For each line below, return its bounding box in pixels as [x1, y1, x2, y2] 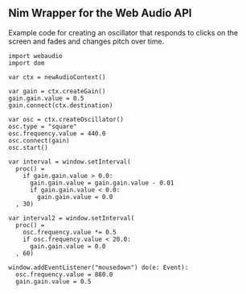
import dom [8, 59, 45, 67]
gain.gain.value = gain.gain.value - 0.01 [29, 179, 174, 187]
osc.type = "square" [8, 122, 78, 130]
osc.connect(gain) [8, 136, 70, 144]
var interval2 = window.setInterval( [8, 213, 135, 222]
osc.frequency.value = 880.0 [15, 270, 113, 279]
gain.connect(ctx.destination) [8, 101, 113, 110]
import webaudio [8, 52, 63, 60]
